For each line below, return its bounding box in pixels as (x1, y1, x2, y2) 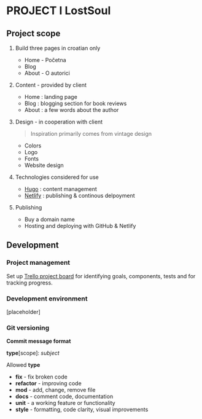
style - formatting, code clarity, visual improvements (15, 406, 149, 413)
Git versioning (6, 323, 50, 332)
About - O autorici (24, 69, 71, 77)
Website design (24, 162, 64, 169)
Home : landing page (24, 93, 78, 100)
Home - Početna (24, 57, 66, 63)
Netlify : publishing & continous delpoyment (24, 192, 135, 199)
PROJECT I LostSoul (6, 4, 111, 18)
